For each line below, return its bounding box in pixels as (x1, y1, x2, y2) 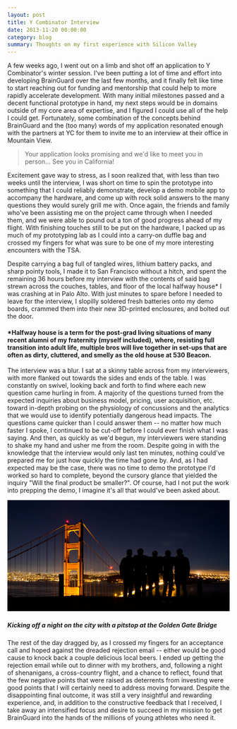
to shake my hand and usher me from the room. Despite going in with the (7, 441, 220, 450)
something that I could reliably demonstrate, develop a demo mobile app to (7, 186, 226, 195)
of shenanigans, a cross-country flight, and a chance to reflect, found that (7, 668, 223, 677)
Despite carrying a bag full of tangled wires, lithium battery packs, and (7, 259, 212, 268)
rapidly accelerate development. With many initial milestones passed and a (7, 92, 224, 100)
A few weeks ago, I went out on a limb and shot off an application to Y (7, 61, 211, 70)
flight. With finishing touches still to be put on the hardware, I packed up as (7, 223, 226, 232)
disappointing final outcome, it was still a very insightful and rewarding (7, 691, 212, 699)
